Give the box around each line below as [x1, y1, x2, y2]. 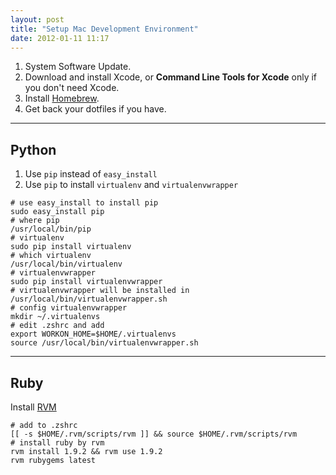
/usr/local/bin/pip [10, 224, 92, 235]
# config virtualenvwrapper [10, 303, 128, 313]
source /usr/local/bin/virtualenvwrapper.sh [10, 338, 199, 348]
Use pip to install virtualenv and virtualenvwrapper [24, 179, 239, 191]
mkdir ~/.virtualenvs [10, 312, 101, 322]
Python [10, 141, 57, 158]
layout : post [10, 14, 65, 25]
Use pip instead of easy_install [24, 168, 158, 180]
